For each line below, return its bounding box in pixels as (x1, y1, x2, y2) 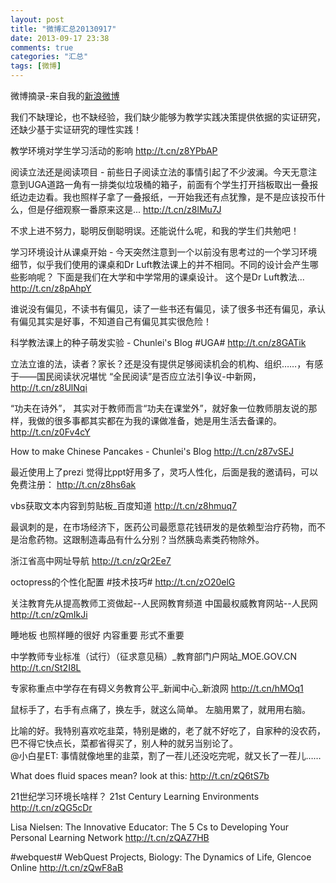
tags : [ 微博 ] (10, 61, 62, 71)
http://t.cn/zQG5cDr (10, 802, 93, 813)
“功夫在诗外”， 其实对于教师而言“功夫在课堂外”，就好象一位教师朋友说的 (10, 402, 309, 414)
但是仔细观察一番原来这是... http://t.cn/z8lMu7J (27, 204, 222, 215)
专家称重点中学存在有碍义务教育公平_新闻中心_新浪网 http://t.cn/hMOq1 (10, 682, 304, 694)
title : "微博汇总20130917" (10, 24, 117, 34)
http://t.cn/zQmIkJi (10, 609, 88, 620)
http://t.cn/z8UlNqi (10, 382, 88, 393)
